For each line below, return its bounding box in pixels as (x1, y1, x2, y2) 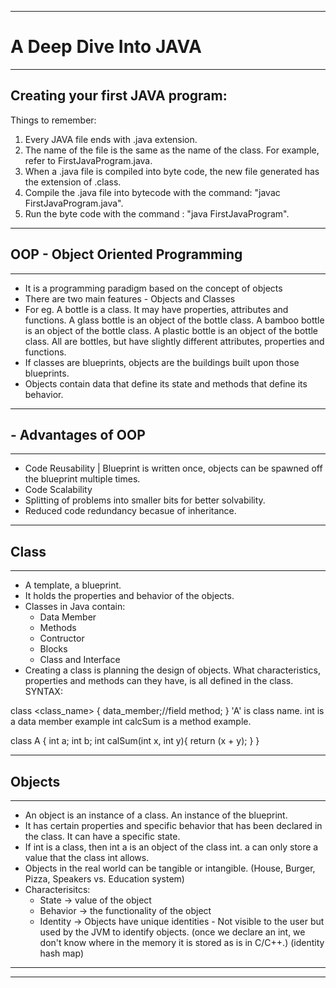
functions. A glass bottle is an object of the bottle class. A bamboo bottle (24, 314, 325, 326)
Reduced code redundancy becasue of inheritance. (24, 505, 237, 517)
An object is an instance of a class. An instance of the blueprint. (24, 809, 288, 821)
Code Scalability (24, 484, 93, 496)
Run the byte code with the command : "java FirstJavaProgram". (24, 207, 290, 220)
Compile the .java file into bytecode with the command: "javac (24, 186, 281, 198)
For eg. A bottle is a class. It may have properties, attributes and (24, 303, 289, 315)
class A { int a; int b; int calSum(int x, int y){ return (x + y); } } (10, 735, 260, 747)
